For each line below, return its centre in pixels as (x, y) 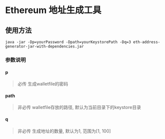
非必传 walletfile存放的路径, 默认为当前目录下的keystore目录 (79, 107)
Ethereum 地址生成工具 (53, 10)
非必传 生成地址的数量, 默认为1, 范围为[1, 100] (64, 131)
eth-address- (147, 42)
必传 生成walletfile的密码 (43, 84)
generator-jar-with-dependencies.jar (45, 46)
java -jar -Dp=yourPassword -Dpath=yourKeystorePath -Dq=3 (68, 42)
